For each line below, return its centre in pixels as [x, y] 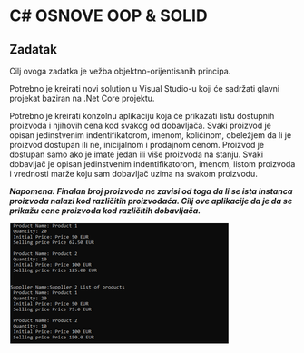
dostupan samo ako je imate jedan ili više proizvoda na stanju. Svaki [137, 154]
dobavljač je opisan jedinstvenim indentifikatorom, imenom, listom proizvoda [152, 164]
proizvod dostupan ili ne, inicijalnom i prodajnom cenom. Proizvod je [137, 145]
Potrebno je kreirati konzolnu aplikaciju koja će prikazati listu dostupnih [142, 116]
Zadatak [33, 49]
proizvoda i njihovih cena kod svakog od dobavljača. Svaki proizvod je [141, 125]
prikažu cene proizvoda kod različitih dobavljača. [105, 211]
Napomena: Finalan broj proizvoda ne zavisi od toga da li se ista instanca [151, 191]
